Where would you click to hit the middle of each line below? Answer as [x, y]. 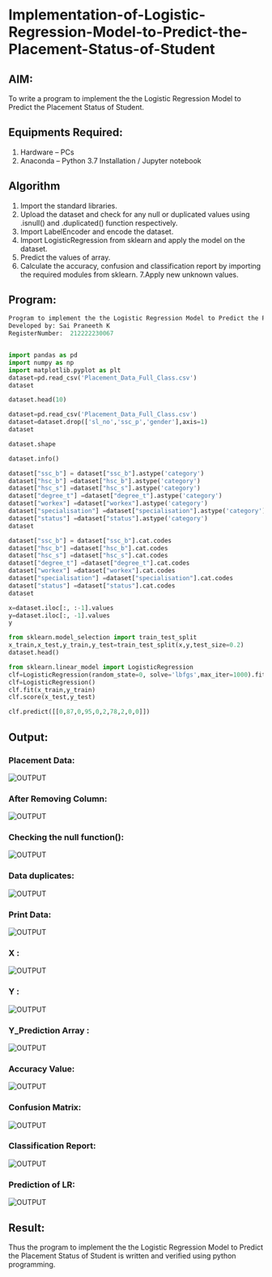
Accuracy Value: [42, 1068]
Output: [28, 737]
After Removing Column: [58, 799]
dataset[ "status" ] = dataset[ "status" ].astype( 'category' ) [108, 518]
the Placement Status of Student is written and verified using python [122, 1255]
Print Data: [30, 914]
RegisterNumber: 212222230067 [61, 333]
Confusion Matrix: [45, 1108]
